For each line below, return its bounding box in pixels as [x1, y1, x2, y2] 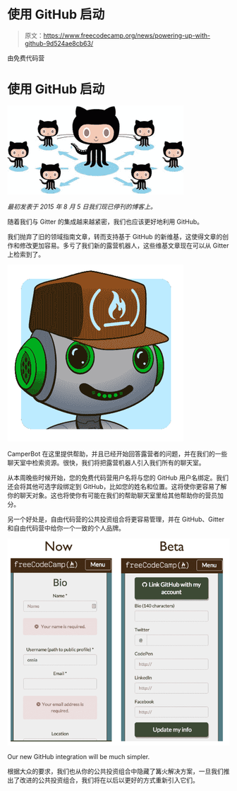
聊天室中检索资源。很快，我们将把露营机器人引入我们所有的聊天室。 [7, 458, 205, 467]
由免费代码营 [7, 54, 44, 62]
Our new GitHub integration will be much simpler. [7, 752, 150, 761]
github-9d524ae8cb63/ [24, 39, 94, 47]
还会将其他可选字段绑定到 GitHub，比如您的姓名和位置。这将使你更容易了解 [7, 482, 227, 490]
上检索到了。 [7, 250, 44, 258]
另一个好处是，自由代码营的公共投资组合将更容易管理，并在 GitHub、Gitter [7, 514, 224, 524]
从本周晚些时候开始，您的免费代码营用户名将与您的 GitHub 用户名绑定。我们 [7, 473, 229, 482]
